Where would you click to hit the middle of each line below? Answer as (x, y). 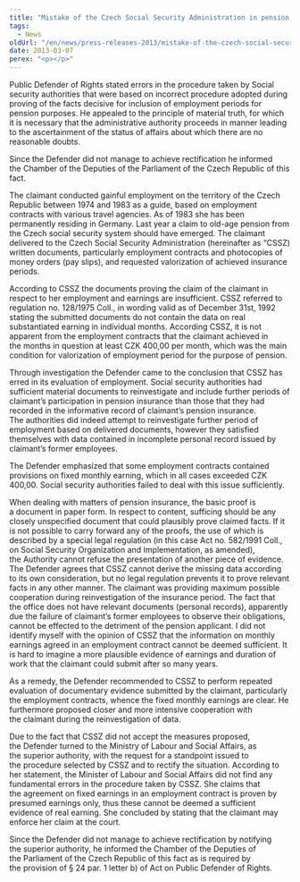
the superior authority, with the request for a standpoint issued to (129, 755)
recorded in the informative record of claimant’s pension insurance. (133, 411)
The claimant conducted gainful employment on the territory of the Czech (145, 195)
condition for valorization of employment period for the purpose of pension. (148, 355)
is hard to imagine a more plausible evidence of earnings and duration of (143, 654)
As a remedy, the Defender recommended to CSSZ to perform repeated (141, 681)
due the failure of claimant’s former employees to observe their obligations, (147, 616)
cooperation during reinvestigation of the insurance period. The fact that (142, 597)
